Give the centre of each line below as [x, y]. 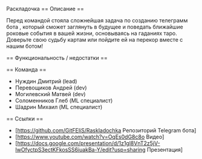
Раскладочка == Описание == [45, 9]
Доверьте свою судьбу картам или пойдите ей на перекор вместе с [95, 40]
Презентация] [165, 150]
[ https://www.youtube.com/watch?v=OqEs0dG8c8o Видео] [90, 137]
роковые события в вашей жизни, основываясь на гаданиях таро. [92, 33]
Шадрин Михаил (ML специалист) [59, 107]
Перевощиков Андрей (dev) [51, 88]
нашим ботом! [25, 46]
